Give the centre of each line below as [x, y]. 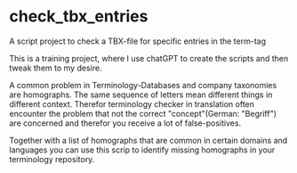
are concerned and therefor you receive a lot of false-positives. [125, 123]
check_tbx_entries [79, 16]
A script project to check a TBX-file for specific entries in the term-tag [138, 41]
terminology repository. [52, 159]
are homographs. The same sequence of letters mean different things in [141, 95]
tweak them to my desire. [56, 68]
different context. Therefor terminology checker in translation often [132, 103]
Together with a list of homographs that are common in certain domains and [148, 140]
